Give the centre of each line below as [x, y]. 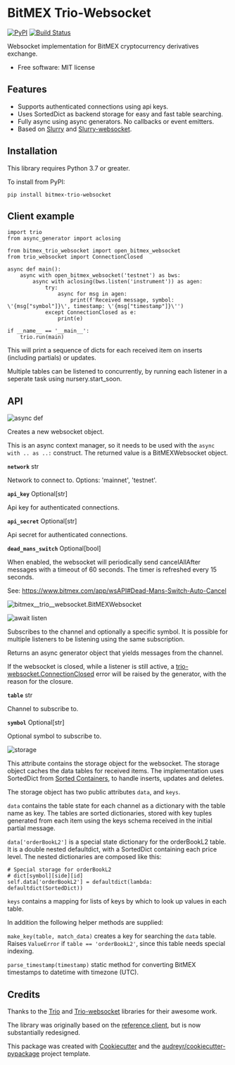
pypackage [24, 1054]
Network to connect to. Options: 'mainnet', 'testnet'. [82, 480]
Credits [24, 994]
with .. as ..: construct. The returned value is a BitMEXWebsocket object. [118, 453]
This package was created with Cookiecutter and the [84, 1046]
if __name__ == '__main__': [49, 331]
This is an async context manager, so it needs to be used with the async [111, 445]
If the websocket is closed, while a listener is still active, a [91, 667]
